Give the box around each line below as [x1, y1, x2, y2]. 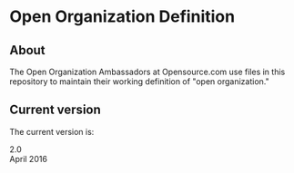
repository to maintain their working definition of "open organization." [9, 76, 270, 87]
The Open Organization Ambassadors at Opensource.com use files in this [9, 66, 286, 77]
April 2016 [9, 153, 48, 164]
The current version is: [9, 126, 95, 137]
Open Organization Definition [9, 6, 235, 27]
